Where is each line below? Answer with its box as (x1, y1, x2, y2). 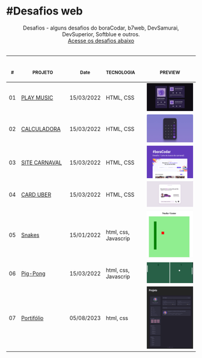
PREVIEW (159, 69, 180, 76)
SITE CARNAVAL (20, 159, 62, 166)
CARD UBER (20, 191, 52, 198)
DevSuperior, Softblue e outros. (62, 30, 140, 37)
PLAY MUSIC (20, 94, 54, 101)
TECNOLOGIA (106, 69, 135, 76)
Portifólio (20, 315, 44, 322)
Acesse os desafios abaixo (67, 37, 135, 44)
